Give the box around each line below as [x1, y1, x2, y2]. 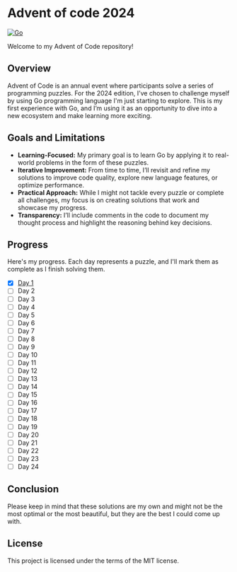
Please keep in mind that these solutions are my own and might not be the [7, 502, 223, 510]
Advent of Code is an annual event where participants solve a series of [7, 81, 214, 90]
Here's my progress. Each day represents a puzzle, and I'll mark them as [7, 257, 219, 266]
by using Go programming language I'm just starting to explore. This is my [7, 96, 223, 105]
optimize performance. [17, 180, 85, 189]
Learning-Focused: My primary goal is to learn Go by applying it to [17, 151, 214, 159]
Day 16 [17, 398, 37, 407]
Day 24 [17, 462, 39, 471]
